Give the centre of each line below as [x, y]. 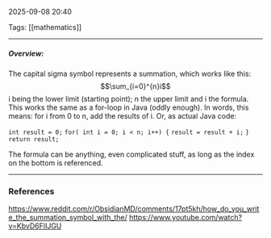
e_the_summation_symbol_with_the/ [68, 218]
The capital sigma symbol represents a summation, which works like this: [130, 73]
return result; [34, 139]
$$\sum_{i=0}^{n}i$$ [135, 86]
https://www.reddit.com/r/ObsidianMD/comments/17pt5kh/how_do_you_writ [134, 209]
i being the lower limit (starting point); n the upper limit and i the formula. [129, 98]
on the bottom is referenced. [56, 163]
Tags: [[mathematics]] [45, 27]
